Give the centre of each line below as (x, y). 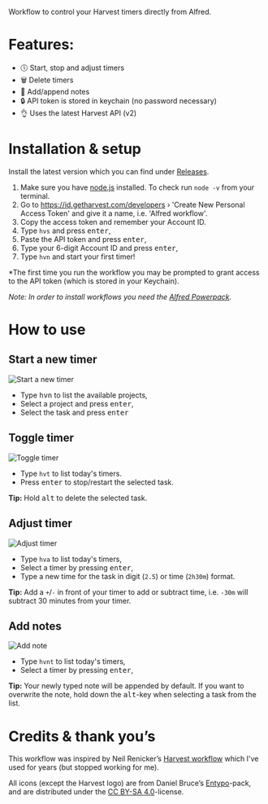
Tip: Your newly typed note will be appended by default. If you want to (127, 686)
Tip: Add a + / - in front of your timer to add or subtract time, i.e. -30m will (128, 592)
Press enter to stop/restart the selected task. (97, 482)
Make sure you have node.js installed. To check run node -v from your (137, 187)
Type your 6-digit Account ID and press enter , (99, 248)
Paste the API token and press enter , (83, 239)
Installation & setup (75, 149)
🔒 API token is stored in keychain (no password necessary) (119, 100)
